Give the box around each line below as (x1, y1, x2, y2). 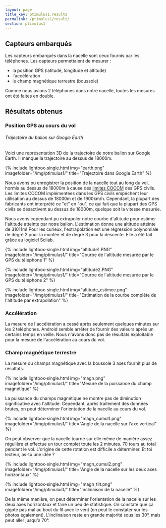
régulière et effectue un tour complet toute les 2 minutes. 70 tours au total (5, 441, 156, 447)
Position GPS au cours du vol (5, 122, 76, 129)
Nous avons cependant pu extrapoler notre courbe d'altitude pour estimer (5, 215, 156, 221)
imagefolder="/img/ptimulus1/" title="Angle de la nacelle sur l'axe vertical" (5, 421, 157, 427)
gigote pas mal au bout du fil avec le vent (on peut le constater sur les (5, 507, 148, 513)
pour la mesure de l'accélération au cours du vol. (5, 336, 105, 342)
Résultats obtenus (5, 107, 63, 116)
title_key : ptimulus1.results (5, 12, 68, 17)
